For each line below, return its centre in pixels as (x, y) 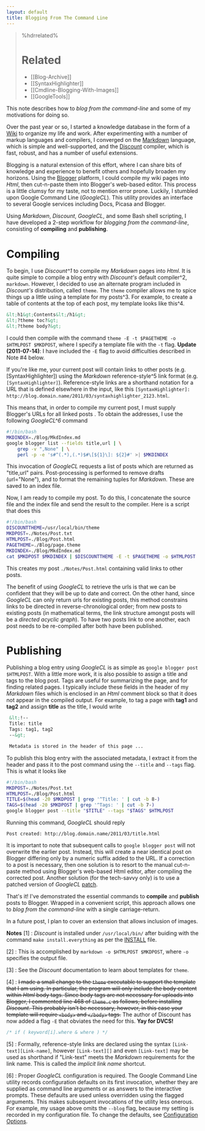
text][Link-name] (28, 1051)
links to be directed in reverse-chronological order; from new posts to (94, 606)
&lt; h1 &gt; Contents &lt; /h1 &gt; (46, 315)
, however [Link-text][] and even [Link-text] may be (119, 1051)
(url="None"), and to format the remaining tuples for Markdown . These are (100, 479)
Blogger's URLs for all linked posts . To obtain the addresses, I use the (95, 414)
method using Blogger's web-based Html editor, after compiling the (107, 871)
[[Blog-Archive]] (51, 77)
